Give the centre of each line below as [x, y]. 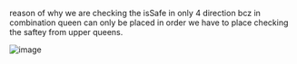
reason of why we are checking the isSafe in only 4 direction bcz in [135, 13]
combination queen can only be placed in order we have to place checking [149, 23]
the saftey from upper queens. [66, 32]
